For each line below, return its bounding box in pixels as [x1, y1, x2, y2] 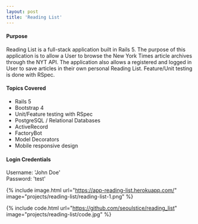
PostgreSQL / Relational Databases [14, 116, 101, 124]
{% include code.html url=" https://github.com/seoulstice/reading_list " [6, 204, 177, 212]
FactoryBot [14, 129, 42, 137]
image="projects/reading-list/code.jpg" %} [6, 211, 112, 218]
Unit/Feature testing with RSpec [14, 111, 93, 118]
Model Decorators [14, 135, 59, 143]
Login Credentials [6, 156, 51, 163]
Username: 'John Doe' [6, 169, 61, 176]
